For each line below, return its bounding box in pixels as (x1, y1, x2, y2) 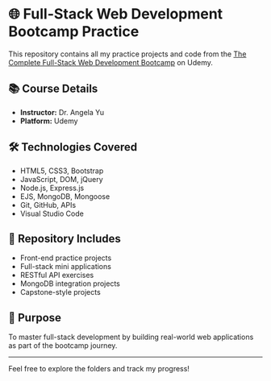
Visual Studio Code (19, 209, 85, 218)
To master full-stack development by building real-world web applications (8, 332, 254, 342)
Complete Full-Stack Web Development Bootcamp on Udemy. (8, 57, 214, 67)
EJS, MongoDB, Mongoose (19, 191, 110, 201)
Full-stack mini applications (19, 262, 111, 271)
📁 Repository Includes (8, 231, 121, 246)
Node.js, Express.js (19, 183, 85, 193)
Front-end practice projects (19, 253, 112, 263)
